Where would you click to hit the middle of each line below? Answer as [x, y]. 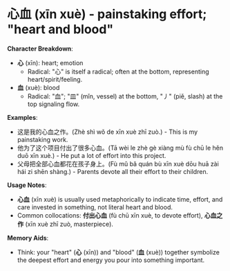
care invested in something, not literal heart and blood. [95, 207]
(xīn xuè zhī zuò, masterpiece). [69, 224]
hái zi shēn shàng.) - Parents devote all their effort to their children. [113, 171]
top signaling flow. [54, 104]
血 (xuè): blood [38, 87]
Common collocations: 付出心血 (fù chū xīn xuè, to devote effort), [110, 215]
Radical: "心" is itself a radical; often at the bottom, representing [118, 71]
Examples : [22, 117]
